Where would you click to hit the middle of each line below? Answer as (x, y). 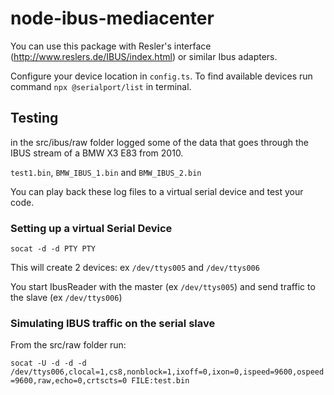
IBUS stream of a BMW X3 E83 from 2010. (97, 153)
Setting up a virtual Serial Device (91, 228)
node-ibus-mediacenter (112, 18)
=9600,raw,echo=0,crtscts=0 (69, 381)
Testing (34, 118)
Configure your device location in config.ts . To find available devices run (161, 76)
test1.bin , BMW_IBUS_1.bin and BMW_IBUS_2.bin (106, 172)
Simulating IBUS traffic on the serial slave (113, 323)
